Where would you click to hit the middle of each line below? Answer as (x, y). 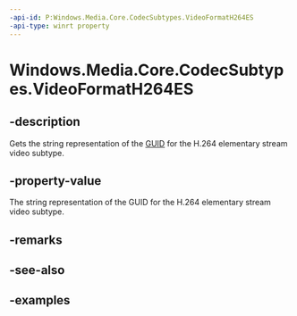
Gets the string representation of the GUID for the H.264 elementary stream (148, 143)
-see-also (37, 270)
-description (45, 122)
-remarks (36, 240)
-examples (40, 300)
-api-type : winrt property (59, 26)
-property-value (55, 181)
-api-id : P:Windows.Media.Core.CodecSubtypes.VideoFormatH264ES (132, 17)
